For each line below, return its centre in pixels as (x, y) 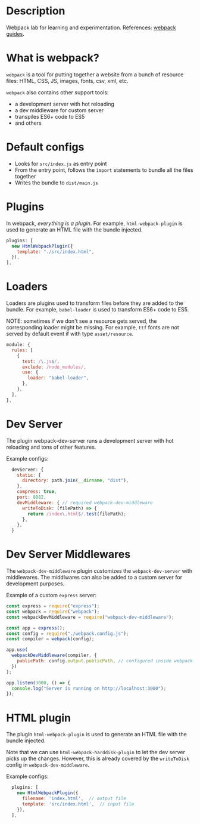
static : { (29, 475)
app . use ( (17, 650)
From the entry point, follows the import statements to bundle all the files (104, 170)
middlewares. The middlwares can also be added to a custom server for (94, 578)
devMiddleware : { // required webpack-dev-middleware (85, 502)
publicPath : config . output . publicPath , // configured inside (94, 661)
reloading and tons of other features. (51, 447)
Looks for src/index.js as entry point (61, 163)
